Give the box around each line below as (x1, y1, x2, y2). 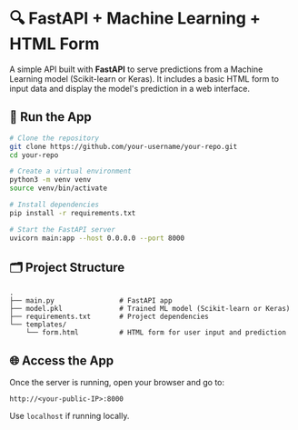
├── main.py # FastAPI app (9, 296, 173, 305)
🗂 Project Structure (9, 259, 125, 275)
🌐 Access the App (9, 353, 114, 368)
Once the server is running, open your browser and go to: (9, 377, 225, 388)
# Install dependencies (9, 200, 100, 209)
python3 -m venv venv (9, 175, 92, 185)
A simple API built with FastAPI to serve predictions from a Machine (9, 64, 263, 75)
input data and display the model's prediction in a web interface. (9, 83, 250, 94)
